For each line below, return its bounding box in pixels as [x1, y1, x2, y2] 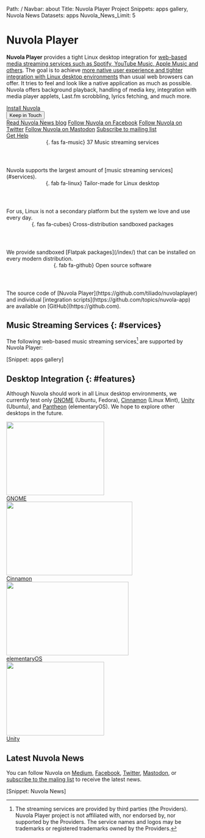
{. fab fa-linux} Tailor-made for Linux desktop [45, 179, 160, 186]
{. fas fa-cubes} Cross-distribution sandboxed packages [31, 220, 174, 227]
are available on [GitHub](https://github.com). [6, 302, 121, 310]
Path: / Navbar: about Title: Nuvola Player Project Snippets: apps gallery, [6, 6, 189, 12]
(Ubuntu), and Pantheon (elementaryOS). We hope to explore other [6, 403, 175, 410]
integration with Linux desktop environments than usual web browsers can [6, 73, 194, 80]
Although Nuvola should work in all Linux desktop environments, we [6, 390, 177, 397]
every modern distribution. [6, 254, 73, 262]
